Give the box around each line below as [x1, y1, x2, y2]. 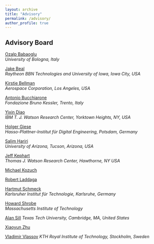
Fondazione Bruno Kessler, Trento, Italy [5, 100, 84, 106]
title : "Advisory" [5, 12, 42, 16]
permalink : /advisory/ [5, 16, 51, 21]
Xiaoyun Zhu [5, 224, 31, 230]
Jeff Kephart [5, 153, 30, 158]
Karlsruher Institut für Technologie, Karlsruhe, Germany [5, 191, 116, 197]
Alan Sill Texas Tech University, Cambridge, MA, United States [5, 215, 130, 221]
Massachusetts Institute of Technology [5, 206, 83, 212]
